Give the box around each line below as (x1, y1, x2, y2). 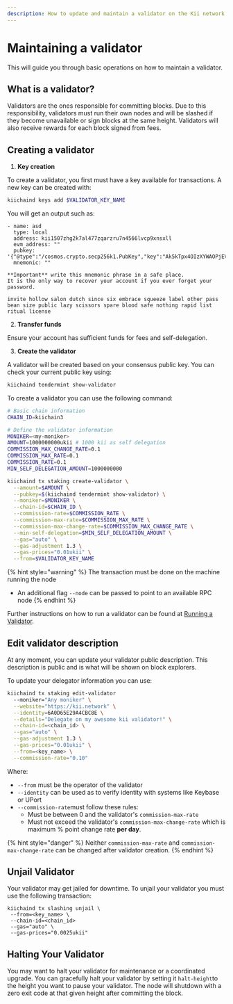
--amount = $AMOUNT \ (13, 484, 70, 491)
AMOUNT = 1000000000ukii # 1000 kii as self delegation (7, 439, 166, 446)
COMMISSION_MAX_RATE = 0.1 (7, 453, 79, 460)
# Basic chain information (7, 407, 85, 414)
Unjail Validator (7, 866, 75, 878)
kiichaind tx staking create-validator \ (7, 478, 129, 485)
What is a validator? (7, 83, 95, 95)
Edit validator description (7, 637, 119, 649)
